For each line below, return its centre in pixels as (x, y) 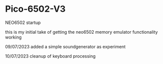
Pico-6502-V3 (35, 9)
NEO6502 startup (23, 22)
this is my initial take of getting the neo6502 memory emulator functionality (81, 32)
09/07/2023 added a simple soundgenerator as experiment (65, 46)
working (14, 37)
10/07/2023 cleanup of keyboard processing (50, 56)
